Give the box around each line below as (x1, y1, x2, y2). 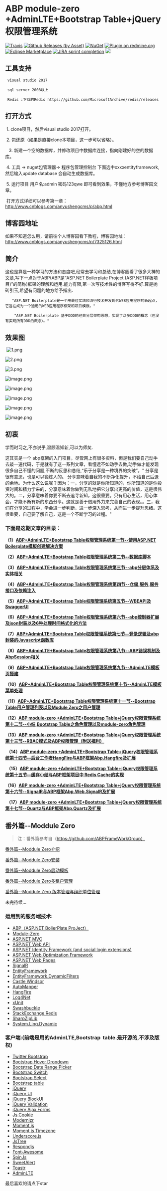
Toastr (12, 1165, 26, 1171)
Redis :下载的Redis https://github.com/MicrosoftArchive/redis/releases (7, 97, 159, 102)
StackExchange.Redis (12, 1010, 57, 1016)
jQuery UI (12, 1090, 32, 1096)
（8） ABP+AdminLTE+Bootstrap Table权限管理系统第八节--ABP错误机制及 (5, 648, 161, 654)
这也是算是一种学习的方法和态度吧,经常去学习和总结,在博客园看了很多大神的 (5, 269, 161, 275)
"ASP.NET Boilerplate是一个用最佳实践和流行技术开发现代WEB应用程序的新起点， (11, 298, 160, 303)
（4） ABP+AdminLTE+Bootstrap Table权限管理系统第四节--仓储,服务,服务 (5, 582, 159, 588)
